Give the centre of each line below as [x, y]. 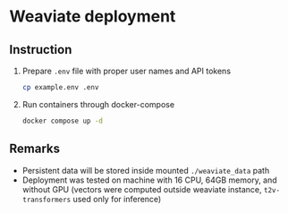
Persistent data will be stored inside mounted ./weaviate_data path [146, 170]
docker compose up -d [62, 121]
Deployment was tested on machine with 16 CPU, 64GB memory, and [149, 180]
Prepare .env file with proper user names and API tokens [126, 71]
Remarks [35, 149]
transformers [47, 200]
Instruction [41, 50]
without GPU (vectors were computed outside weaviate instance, [142, 189]
